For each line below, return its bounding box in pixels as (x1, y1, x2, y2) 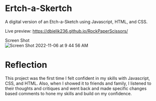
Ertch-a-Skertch (5, 3, 72, 14)
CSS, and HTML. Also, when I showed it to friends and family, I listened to (5, 80, 152, 86)
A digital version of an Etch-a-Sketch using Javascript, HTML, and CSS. (5, 19, 148, 25)
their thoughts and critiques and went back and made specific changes (5, 85, 147, 91)
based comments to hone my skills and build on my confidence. (5, 90, 132, 96)
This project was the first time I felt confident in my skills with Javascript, (5, 75, 150, 81)
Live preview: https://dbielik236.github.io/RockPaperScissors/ (5, 28, 128, 34)
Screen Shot (5, 37, 30, 43)
